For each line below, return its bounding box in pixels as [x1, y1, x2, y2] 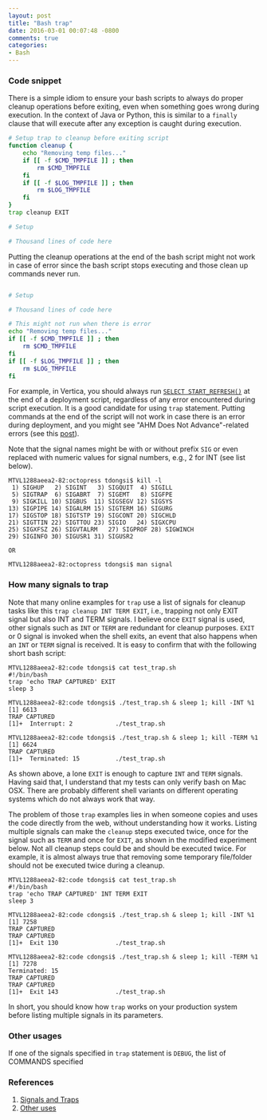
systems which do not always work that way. [8, 794, 155, 804]
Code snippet [8, 75, 62, 86]
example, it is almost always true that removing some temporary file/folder [8, 852, 253, 861]
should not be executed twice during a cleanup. [8, 860, 165, 870]
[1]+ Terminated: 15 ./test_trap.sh [8, 754, 166, 763]
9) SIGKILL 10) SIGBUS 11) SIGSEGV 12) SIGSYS [11, 498, 173, 506]
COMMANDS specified [8, 1057, 84, 1066]
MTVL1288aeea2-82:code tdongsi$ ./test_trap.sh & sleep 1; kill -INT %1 [8, 698, 255, 707]
